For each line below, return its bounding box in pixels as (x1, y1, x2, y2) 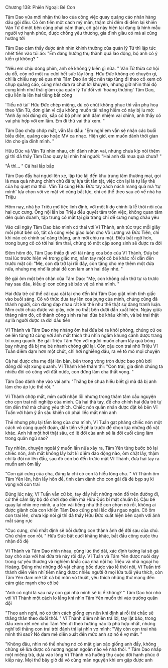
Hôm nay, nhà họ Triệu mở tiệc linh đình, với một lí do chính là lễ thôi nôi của (5, 204, 162, 210)
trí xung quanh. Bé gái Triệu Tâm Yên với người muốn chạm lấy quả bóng (5, 338, 155, 343)
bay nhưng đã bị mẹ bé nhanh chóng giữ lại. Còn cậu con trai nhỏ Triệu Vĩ (5, 343, 158, 349)
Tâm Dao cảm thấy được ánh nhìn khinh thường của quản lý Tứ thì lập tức (5, 45, 156, 51)
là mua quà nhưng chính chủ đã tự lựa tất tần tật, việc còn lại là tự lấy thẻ (5, 178, 155, 184)
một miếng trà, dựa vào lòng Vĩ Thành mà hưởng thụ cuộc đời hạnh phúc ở (5, 652, 159, 657)
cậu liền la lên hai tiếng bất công (5, 92, 73, 98)
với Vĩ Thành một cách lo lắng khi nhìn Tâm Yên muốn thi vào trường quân (5, 595, 158, 601)
